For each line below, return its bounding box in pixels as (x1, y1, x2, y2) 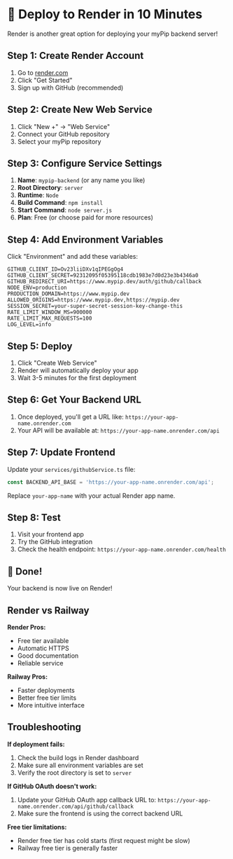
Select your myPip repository (17, 137, 101, 146)
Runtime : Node (17, 191, 59, 199)
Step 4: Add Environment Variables (7, 234, 164, 245)
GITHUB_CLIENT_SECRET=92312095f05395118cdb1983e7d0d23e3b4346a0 (7, 272, 199, 279)
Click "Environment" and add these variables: (7, 252, 139, 261)
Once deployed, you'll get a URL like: (17, 412, 124, 421)
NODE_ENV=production (7, 284, 68, 292)
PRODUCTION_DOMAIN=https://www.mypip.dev (7, 290, 130, 297)
